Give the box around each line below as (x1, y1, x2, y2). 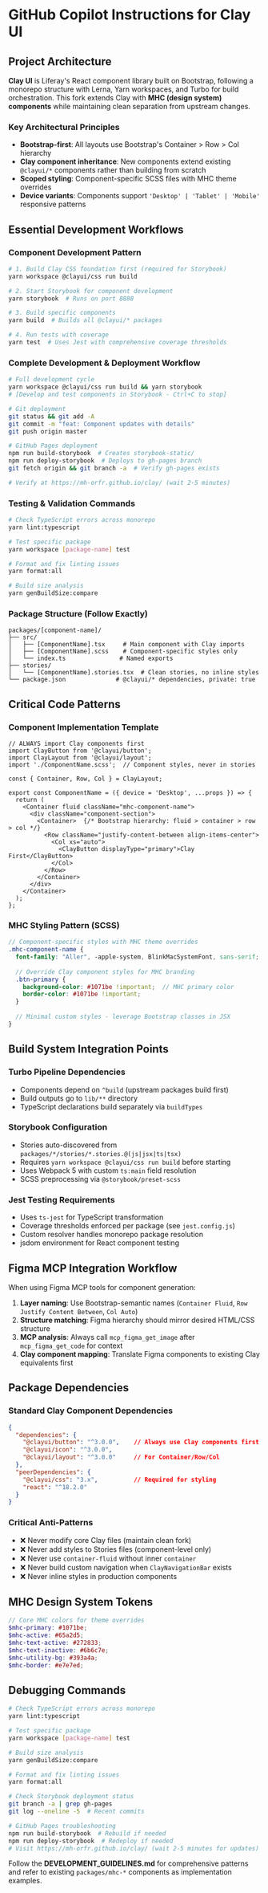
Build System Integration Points (8, 1042, 170, 1056)
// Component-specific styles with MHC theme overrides (8, 938, 198, 946)
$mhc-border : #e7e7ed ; (8, 1661, 84, 1669)
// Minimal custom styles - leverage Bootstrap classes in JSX (15, 1013, 230, 1021)
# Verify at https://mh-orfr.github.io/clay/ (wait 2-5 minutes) (8, 478, 230, 486)
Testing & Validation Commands (8, 498, 136, 509)
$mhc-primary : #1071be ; (8, 1624, 88, 1632)
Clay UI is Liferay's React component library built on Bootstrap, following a (8, 76, 254, 85)
